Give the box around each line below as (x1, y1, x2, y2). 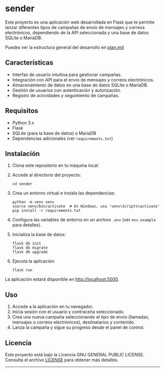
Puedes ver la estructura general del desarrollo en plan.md (5, 44, 124, 50)
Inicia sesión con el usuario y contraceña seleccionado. (12, 309, 125, 315)
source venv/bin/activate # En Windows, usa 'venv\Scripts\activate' (12, 204, 160, 209)
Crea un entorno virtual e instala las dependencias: (12, 190, 115, 196)
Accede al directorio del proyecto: (12, 172, 82, 178)
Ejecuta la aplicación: (12, 258, 55, 264)
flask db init (12, 241, 41, 246)
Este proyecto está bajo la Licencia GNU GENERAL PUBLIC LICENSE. (5, 352, 145, 357)
